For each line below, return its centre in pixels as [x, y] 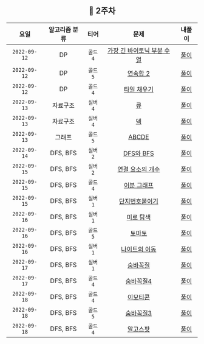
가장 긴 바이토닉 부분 [135, 51]
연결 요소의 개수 [139, 169]
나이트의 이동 [139, 249]
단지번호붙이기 [139, 201]
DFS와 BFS [139, 153]
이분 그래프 [138, 185]
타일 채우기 [138, 89]
